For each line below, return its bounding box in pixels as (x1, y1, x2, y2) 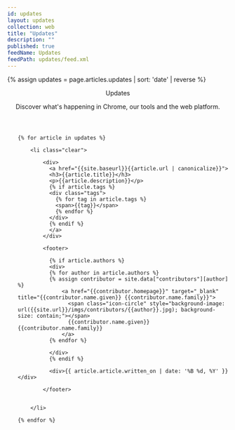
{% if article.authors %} (48, 257, 125, 264)
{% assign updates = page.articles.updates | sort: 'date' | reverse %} (7, 75, 206, 83)
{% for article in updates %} (17, 134, 107, 141)
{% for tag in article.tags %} (55, 196, 147, 203)
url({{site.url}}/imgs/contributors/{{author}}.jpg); (17, 306, 178, 313)
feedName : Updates (7, 50, 61, 57)
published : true (7, 43, 55, 50)
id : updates (7, 10, 42, 18)
